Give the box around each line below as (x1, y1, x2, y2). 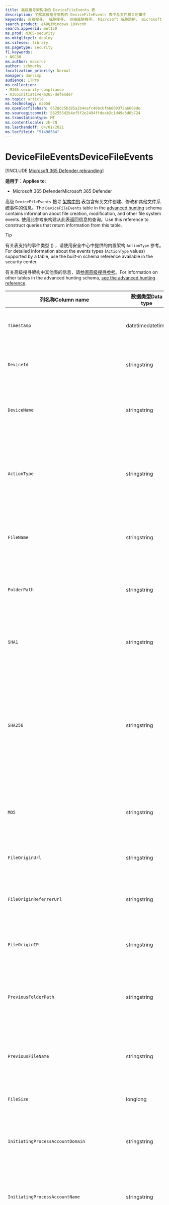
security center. (5, 259, 38, 265)
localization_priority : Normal (5, 69, 71, 74)
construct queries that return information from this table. (5, 222, 122, 228)
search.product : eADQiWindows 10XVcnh (5, 21, 87, 27)
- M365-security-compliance (5, 87, 64, 92)
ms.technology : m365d (5, 101, 51, 106)
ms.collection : (5, 82, 37, 87)
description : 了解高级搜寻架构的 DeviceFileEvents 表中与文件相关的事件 (5, 12, 146, 17)
